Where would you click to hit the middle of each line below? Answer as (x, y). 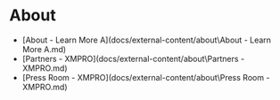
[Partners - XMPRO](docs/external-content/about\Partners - (133, 58)
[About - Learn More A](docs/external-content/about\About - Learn (147, 40)
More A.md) (44, 49)
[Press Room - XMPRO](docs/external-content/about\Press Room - (146, 77)
